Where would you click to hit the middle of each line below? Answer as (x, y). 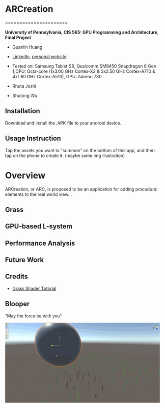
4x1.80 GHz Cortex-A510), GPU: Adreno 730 (57, 76)
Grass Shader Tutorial (34, 288)
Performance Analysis (40, 243)
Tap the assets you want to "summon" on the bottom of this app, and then (80, 150)
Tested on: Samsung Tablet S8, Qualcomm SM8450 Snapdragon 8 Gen (84, 66)
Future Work (25, 260)
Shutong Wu (25, 95)
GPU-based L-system (39, 227)
